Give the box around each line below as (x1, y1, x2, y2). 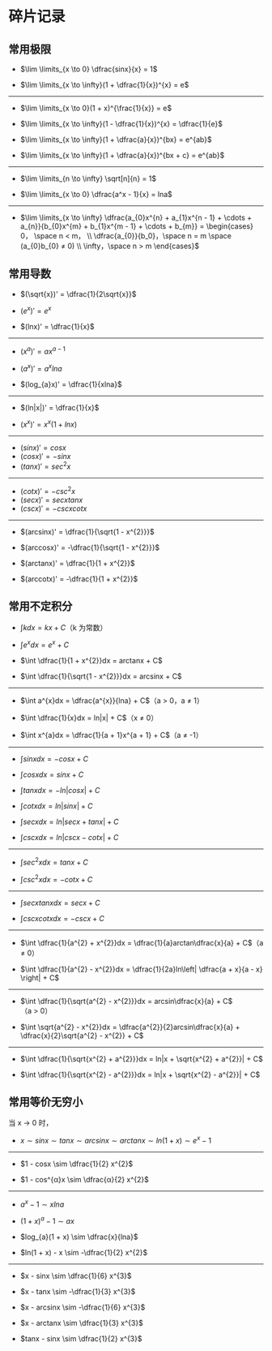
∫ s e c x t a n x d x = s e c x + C (19, 898, 100, 907)
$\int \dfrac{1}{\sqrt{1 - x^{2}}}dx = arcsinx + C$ (19, 671, 182, 681)
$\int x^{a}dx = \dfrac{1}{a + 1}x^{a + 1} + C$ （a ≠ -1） (19, 731, 204, 740)
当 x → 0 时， (8, 1118, 53, 1128)
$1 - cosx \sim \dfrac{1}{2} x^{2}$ (19, 1159, 134, 1169)
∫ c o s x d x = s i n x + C (19, 770, 84, 779)
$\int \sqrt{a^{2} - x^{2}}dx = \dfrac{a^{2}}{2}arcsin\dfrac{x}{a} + (19, 1022, 240, 1031)
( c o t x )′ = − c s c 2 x (19, 485, 75, 495)
